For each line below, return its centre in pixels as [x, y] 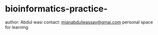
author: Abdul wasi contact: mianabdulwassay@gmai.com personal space [79, 22]
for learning [17, 27]
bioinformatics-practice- [56, 9]
